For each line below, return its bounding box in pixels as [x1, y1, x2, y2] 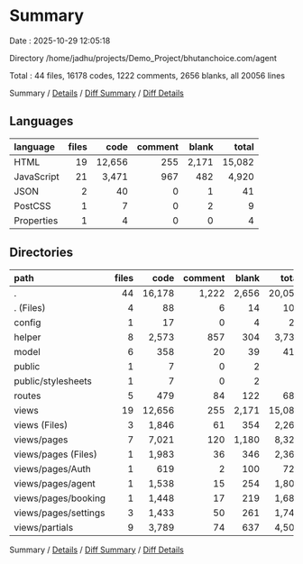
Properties [14, 214, 59, 226]
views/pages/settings [14, 506, 106, 519]
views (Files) [14, 418, 69, 431]
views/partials [14, 521, 74, 533]
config [14, 316, 41, 329]
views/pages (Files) [14, 448, 97, 460]
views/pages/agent [14, 477, 96, 489]
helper [14, 331, 41, 343]
